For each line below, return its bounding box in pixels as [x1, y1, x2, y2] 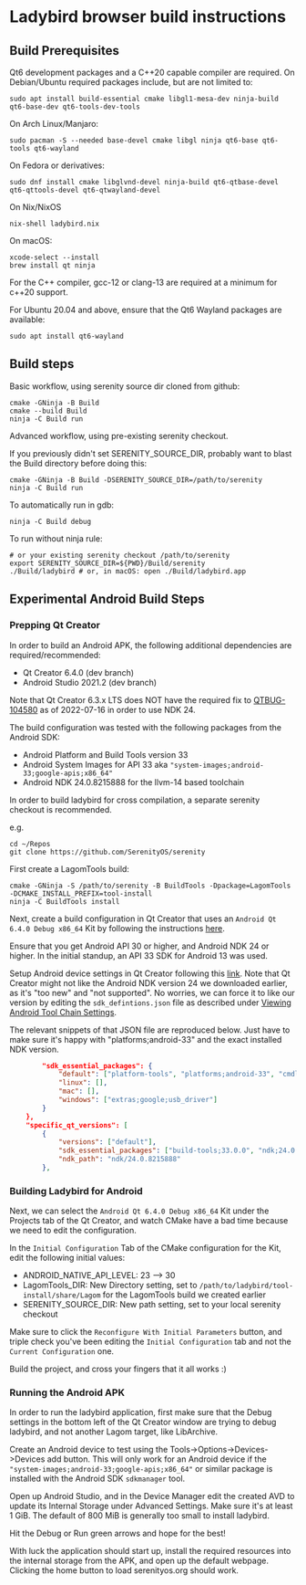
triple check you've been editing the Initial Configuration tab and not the [9, 1336, 291, 1348]
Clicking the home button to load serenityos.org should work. [9, 1565, 240, 1576]
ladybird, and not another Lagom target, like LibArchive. [9, 1426, 219, 1437]
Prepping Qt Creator [9, 619, 100, 632]
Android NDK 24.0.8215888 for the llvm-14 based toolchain [22, 776, 244, 787]
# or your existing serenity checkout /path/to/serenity [9, 551, 230, 560]
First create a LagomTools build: [9, 863, 130, 874]
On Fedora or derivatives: [9, 160, 105, 171]
